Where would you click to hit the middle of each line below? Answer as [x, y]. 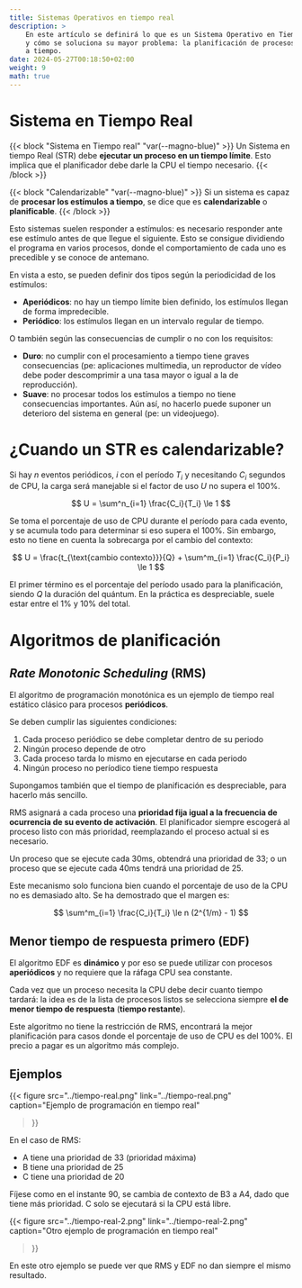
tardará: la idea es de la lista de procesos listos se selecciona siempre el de [149, 1000]
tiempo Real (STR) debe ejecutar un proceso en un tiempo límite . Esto [140, 155]
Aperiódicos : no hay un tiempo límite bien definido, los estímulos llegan [155, 302]
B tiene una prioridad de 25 [73, 1167]
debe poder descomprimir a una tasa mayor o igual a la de [130, 375]
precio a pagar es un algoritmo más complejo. [94, 1046]
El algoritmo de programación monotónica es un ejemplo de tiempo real [142, 695]
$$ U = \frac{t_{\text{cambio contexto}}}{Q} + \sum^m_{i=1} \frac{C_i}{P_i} [151, 558]
